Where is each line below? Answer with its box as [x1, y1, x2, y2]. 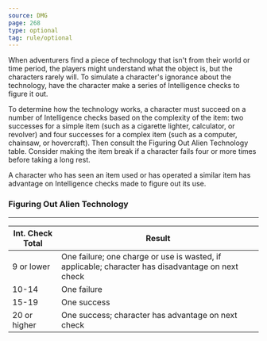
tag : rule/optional [8, 33, 73, 42]
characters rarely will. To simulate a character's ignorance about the [8, 72, 232, 82]
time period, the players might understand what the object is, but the [8, 64, 233, 74]
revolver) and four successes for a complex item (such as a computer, [8, 130, 238, 140]
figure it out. [8, 89, 48, 99]
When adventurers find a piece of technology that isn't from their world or [8, 56, 250, 65]
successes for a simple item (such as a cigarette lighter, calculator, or [8, 121, 236, 131]
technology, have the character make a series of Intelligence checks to [8, 81, 240, 90]
